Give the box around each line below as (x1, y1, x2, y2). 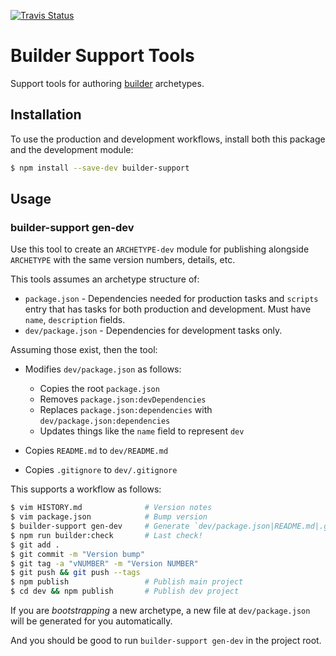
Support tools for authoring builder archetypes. (10, 77, 205, 89)
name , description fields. (24, 314, 126, 326)
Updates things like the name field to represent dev (39, 425, 245, 437)
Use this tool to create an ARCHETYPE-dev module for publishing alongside (10, 243, 310, 255)
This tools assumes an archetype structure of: (10, 273, 200, 285)
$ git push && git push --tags (10, 568, 141, 578)
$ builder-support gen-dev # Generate (10, 521, 190, 532)
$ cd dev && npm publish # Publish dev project (10, 586, 240, 597)
